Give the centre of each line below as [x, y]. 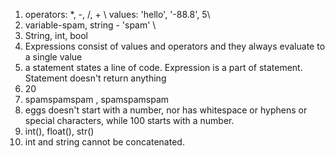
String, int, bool [56, 35]
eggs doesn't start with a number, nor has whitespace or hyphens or [166, 110]
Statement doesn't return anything [95, 78]
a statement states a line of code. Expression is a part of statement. [163, 67]
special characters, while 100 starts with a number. [129, 120]
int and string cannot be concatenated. [104, 142]
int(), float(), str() [59, 131]
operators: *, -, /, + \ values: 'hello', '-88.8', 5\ [117, 14]
